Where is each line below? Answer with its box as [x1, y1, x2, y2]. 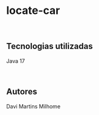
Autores [6, 87, 37, 97]
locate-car [6, 4, 60, 18]
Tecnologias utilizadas [6, 41, 93, 51]
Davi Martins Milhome [6, 102, 61, 110]
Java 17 [6, 57, 25, 64]
